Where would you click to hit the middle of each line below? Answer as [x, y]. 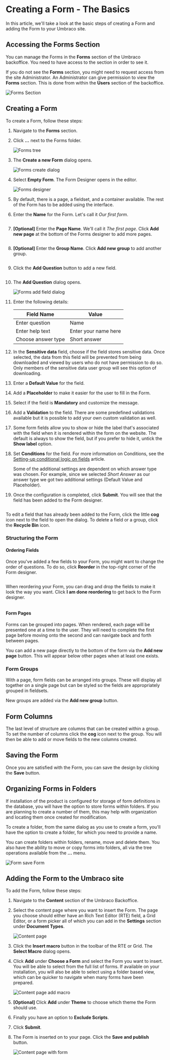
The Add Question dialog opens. [47, 282]
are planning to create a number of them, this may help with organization [81, 811]
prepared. [23, 983]
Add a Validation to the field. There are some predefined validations [84, 412]
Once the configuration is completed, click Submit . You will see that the [88, 495]
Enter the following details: [41, 302]
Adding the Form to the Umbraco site [65, 879]
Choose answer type [40, 339]
